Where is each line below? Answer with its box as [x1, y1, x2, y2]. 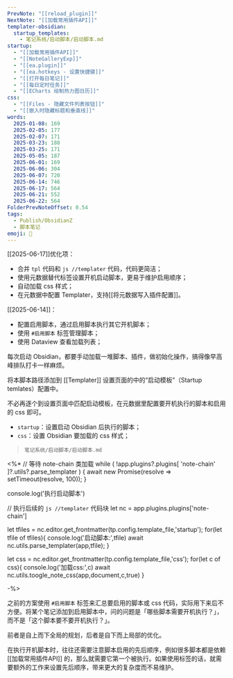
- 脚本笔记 [13, 223, 41, 230]
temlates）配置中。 [7, 385, 62, 393]
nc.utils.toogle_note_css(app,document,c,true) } [7, 571, 144, 579]
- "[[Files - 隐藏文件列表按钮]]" [13, 101, 105, 108]
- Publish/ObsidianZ [13, 217, 73, 224]
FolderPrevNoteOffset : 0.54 [7, 204, 89, 211]
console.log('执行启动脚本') [7, 490, 85, 498]
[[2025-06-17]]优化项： [7, 250, 75, 258]
